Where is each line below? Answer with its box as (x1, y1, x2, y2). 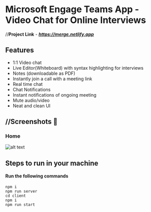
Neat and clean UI (12, 103, 51, 109)
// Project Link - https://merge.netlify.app (5, 31, 94, 37)
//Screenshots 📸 (5, 117, 58, 126)
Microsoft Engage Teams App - (5, 4, 139, 15)
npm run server (5, 189, 38, 194)
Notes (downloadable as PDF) (12, 70, 75, 76)
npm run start (5, 202, 36, 207)
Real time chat (12, 81, 43, 87)
